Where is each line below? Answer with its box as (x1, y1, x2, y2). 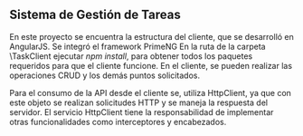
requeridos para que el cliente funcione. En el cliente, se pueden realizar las (9, 60, 292, 71)
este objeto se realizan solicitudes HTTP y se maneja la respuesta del (9, 97, 269, 108)
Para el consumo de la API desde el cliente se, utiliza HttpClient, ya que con (9, 87, 292, 98)
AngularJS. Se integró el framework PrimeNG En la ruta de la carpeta (9, 41, 266, 52)
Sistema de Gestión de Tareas (9, 7, 181, 23)
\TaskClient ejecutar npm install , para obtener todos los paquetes (9, 50, 253, 62)
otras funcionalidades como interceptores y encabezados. (9, 116, 227, 127)
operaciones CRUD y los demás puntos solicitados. (9, 70, 201, 81)
